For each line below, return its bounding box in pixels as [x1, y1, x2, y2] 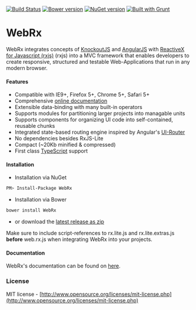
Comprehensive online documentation [14, 97, 108, 104]
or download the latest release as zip [14, 218, 104, 225]
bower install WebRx [6, 207, 57, 213]
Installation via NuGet [14, 174, 67, 181]
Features [6, 78, 28, 85]
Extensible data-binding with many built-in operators [14, 104, 142, 111]
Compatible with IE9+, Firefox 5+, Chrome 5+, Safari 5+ [14, 91, 150, 98]
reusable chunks [14, 123, 55, 130]
